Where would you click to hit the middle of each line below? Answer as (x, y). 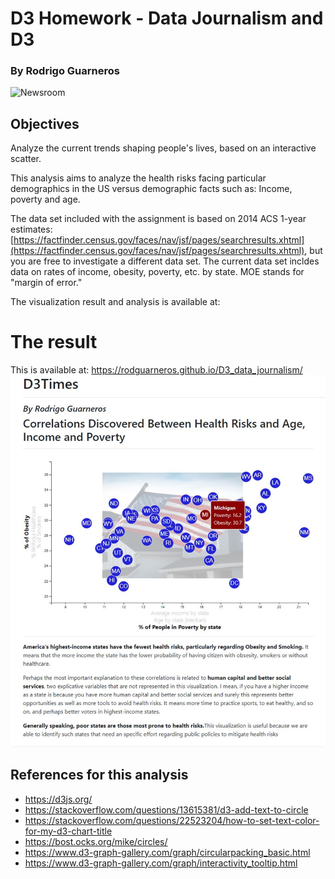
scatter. (26, 159)
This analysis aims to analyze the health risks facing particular (138, 178)
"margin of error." (46, 283)
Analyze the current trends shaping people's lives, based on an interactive (163, 148)
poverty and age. (45, 199)
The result (54, 342)
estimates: (31, 229)
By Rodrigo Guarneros (65, 71)
